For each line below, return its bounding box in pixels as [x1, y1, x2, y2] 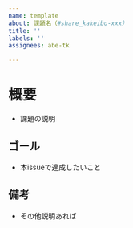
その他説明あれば [19, 210, 77, 221]
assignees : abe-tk [8, 42, 70, 50]
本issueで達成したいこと [19, 162, 102, 172]
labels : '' [8, 34, 45, 43]
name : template [8, 11, 59, 20]
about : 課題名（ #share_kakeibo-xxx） [8, 19, 128, 27]
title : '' [8, 26, 42, 35]
